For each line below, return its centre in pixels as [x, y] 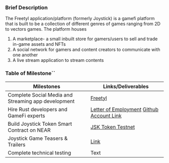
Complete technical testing [39, 152]
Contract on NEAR [29, 130]
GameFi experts [26, 116]
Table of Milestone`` [30, 73]
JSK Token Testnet [112, 127]
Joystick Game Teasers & [38, 138]
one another [25, 55]
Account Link [106, 116]
